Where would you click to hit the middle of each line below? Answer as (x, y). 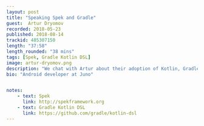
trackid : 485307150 (31, 40)
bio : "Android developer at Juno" (50, 74)
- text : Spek (34, 96)
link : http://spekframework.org (63, 102)
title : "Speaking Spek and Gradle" (51, 18)
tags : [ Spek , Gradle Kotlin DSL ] (49, 57)
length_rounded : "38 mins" (40, 52)
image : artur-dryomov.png (39, 63)
